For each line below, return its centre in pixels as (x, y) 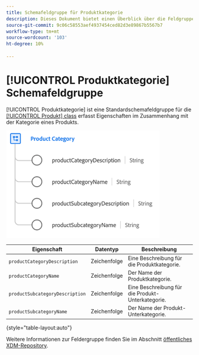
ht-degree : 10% (25, 44)
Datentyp (107, 249)
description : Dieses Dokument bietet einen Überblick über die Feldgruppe (100, 19)
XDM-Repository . (27, 345)
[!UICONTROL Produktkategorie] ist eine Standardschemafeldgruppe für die (99, 109)
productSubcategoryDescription (47, 294)
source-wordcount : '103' (37, 38)
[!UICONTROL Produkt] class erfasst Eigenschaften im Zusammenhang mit (97, 115)
